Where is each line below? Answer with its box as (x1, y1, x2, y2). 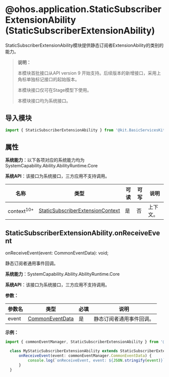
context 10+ (8, 207, 34, 215)
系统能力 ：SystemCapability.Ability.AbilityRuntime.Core (5, 271, 120, 277)
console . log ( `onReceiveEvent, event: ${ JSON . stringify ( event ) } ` (27, 358, 165, 363)
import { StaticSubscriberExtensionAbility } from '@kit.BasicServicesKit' (5, 128, 167, 133)
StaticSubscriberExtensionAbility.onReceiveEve (5, 228, 160, 237)
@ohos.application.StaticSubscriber (5, 4, 162, 15)
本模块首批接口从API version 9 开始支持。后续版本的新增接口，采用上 (17, 70, 161, 76)
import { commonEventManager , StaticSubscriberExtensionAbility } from (5, 339, 158, 345)
